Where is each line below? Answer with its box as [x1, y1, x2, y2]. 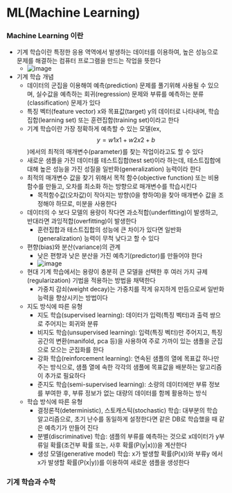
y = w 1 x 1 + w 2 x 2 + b [96, 136, 155, 144]
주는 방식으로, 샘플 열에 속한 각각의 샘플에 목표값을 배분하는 [37, 363, 198, 372]
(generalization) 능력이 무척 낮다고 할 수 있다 [37, 234, 160, 243]
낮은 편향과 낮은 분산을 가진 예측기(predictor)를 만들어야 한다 [37, 252, 203, 260]
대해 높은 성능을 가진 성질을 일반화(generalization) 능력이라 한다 [26, 165, 202, 173]
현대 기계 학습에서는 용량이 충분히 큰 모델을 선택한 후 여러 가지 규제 [26, 268, 208, 276]
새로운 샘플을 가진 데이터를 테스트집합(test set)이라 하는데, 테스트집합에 [26, 156, 221, 164]
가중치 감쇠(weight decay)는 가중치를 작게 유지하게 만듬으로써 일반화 [37, 285, 224, 293]
